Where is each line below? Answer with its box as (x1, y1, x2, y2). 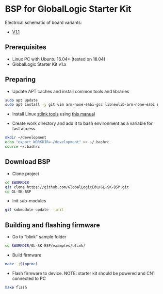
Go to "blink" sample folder (12, 234, 66, 240)
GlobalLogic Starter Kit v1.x (12, 61, 66, 67)
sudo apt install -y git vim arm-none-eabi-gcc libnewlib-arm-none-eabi (5, 102, 155, 107)
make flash (5, 285, 27, 290)
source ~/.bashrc (5, 144, 40, 149)
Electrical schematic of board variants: (5, 20, 82, 25)
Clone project (12, 171, 40, 176)
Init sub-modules (12, 198, 46, 204)
